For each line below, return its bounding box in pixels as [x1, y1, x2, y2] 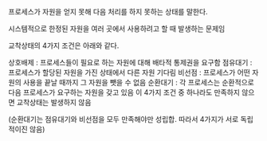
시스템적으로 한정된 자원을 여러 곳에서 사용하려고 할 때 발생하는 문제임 [8, 24, 226, 33]
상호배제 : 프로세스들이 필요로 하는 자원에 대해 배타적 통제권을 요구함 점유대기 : [8, 58, 253, 67]
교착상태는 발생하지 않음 [16, 98, 92, 107]
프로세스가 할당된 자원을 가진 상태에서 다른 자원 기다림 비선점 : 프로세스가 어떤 [8, 68, 251, 77]
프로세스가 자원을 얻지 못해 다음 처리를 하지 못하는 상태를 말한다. [8, 7, 209, 16]
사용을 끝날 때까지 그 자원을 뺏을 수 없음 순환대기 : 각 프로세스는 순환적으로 [22, 78, 255, 87]
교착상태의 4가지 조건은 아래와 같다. [8, 41, 120, 50]
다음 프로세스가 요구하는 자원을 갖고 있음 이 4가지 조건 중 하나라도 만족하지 [8, 88, 241, 97]
